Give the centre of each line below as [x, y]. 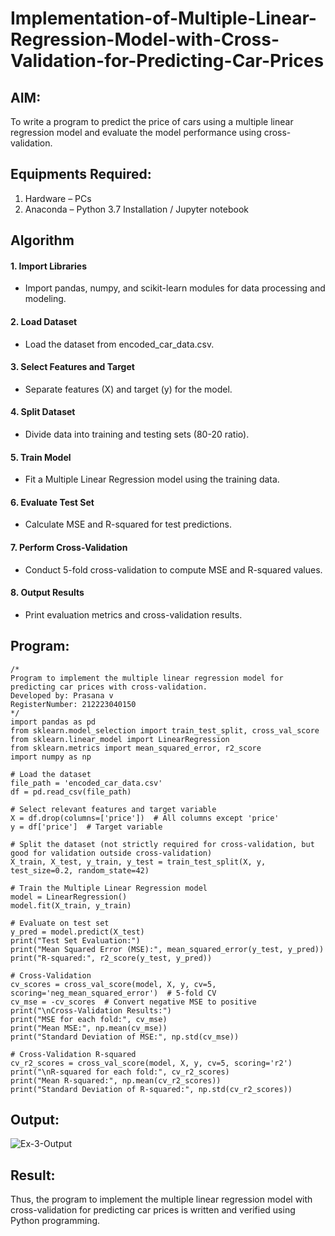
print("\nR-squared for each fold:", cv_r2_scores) [120, 1072]
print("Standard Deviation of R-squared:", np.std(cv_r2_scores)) [151, 1089]
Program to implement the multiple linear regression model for [147, 678]
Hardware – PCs [58, 198]
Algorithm [42, 240]
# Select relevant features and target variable [113, 809]
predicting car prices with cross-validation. [109, 687]
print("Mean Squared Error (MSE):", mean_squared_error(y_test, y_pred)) [167, 949]
